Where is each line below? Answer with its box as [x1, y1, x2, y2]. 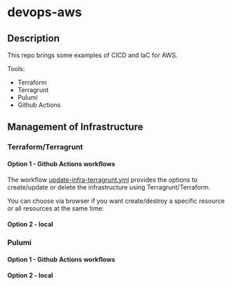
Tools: [7, 65, 25, 73]
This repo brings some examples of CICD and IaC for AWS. [7, 51, 178, 59]
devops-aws [7, 4, 82, 20]
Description [7, 32, 60, 44]
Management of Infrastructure [7, 121, 143, 133]
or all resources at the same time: [7, 204, 104, 212]
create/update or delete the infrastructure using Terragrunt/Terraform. [7, 182, 211, 191]
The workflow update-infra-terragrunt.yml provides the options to [7, 175, 198, 184]
